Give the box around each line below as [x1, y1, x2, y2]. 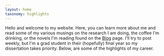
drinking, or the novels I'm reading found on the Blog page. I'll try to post [5, 35, 152, 41]
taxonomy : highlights [5, 12, 49, 16]
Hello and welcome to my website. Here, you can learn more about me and [5, 25, 156, 30]
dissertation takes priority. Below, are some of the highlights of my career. [5, 45, 154, 51]
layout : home [5, 7, 32, 12]
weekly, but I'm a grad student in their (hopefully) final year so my [5, 40, 138, 46]
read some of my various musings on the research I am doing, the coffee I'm [5, 30, 159, 36]
